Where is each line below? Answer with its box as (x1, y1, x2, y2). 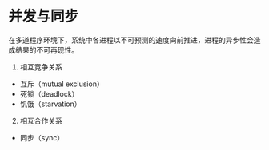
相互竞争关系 (19, 61, 62, 72)
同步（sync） (19, 132, 65, 142)
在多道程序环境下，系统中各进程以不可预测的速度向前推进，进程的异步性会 (8, 35, 254, 45)
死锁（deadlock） (19, 89, 79, 98)
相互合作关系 (19, 116, 62, 125)
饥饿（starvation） (19, 99, 82, 109)
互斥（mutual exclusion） (19, 79, 104, 89)
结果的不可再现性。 (14, 45, 78, 54)
